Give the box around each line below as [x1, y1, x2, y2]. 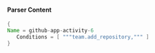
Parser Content [7, 6, 52, 14]
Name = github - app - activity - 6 [7, 28, 94, 34]
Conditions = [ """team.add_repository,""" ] [16, 33, 149, 41]
